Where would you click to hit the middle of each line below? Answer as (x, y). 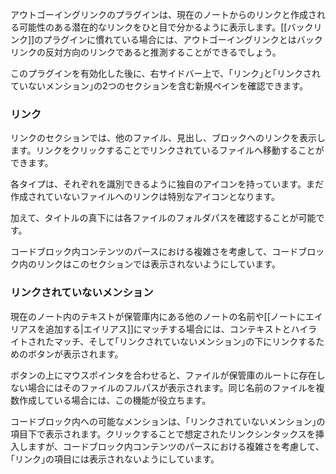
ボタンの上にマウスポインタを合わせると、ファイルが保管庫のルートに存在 (163, 375)
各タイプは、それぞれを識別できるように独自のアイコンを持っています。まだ (167, 184)
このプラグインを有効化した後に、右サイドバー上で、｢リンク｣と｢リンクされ (166, 73)
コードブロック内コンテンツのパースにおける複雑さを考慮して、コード (154, 252)
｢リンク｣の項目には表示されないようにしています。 (115, 459)
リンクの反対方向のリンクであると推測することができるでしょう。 (146, 52)
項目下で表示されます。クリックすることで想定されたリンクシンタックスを (163, 434)
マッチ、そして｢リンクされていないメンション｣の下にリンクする (185, 341)
